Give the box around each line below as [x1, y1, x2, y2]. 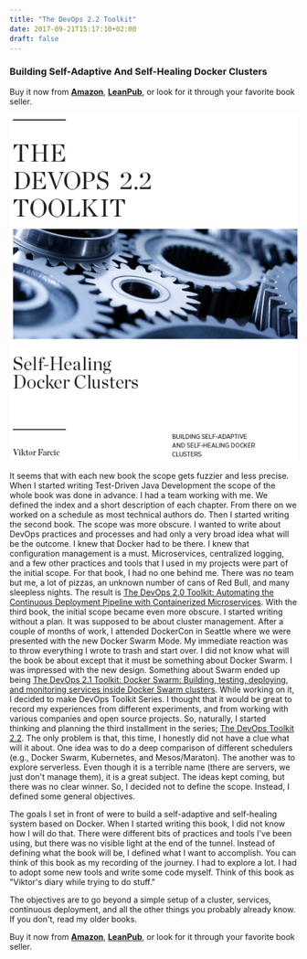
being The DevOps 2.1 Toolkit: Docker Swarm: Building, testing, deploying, [9, 675, 289, 686]
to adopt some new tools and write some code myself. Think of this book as [9, 867, 295, 878]
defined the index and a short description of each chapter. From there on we [9, 499, 297, 511]
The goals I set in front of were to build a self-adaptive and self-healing [9, 809, 278, 820]
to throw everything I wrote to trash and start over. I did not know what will [9, 645, 290, 656]
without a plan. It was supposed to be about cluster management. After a [9, 616, 284, 627]
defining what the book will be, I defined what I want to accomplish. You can [9, 847, 297, 858]
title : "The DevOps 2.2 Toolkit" [9, 15, 137, 24]
